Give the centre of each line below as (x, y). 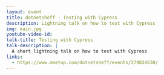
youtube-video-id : (29, 34)
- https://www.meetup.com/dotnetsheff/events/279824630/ (85, 62)
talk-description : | (32, 46)
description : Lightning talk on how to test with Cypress (81, 23)
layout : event (24, 12)
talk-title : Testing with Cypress (50, 40)
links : (15, 57)
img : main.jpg (24, 29)
